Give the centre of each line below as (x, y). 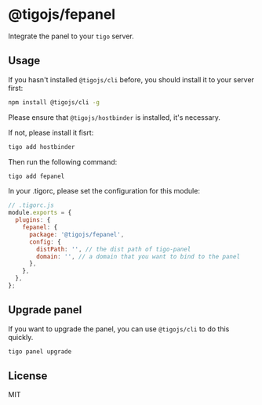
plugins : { (33, 220)
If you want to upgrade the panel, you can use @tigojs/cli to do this (119, 329)
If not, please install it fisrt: (51, 132)
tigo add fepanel (36, 176)
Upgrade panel (45, 310)
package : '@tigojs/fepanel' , (76, 234)
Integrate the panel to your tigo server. (71, 36)
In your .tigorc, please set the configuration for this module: (104, 191)
